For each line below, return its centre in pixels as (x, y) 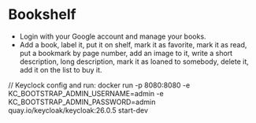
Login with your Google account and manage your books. (113, 36)
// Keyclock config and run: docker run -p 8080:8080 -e (99, 85)
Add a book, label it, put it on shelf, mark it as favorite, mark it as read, (133, 44)
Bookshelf (42, 15)
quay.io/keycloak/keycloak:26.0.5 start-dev (78, 110)
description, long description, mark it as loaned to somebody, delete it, (134, 61)
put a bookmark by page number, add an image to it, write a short (126, 53)
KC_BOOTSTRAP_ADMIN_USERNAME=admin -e (86, 93)
